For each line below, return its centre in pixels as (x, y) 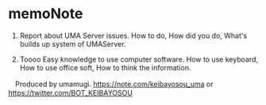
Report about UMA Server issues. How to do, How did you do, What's (133, 36)
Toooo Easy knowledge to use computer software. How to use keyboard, (139, 59)
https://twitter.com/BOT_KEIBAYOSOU (71, 92)
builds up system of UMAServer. (73, 43)
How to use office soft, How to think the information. (105, 67)
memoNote (46, 14)
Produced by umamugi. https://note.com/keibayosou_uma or (114, 84)
